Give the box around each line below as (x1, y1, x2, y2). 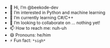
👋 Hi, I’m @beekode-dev (9, 5, 59, 10)
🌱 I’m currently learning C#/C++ (9, 15, 74, 20)
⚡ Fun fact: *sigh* (9, 37, 46, 43)
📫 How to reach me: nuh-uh (9, 25, 67, 31)
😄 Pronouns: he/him (9, 32, 51, 38)
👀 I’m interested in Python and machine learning (9, 10, 106, 15)
